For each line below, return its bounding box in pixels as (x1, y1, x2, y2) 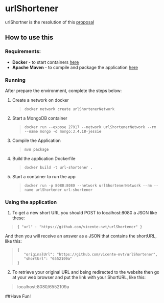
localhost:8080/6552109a (17, 284, 70, 290)
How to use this (5, 33, 54, 42)
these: (12, 215, 25, 221)
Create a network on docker (12, 97, 69, 103)
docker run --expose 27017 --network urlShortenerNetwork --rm (24, 124, 157, 130)
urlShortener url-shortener (35, 187, 93, 192)
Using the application (5, 199, 57, 206)
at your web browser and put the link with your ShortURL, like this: (12, 275, 146, 280)
